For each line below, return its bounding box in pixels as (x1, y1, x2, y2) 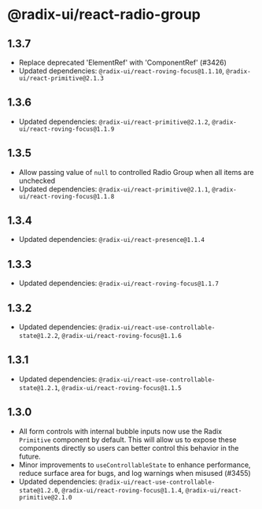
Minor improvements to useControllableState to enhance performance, (18, 459, 251, 470)
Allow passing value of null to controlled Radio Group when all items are (18, 167, 254, 176)
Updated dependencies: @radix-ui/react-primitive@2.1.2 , (18, 117, 210, 126)
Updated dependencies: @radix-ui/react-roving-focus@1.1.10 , (18, 66, 225, 76)
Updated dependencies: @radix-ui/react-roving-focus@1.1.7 (18, 278, 220, 288)
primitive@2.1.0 (18, 493, 72, 501)
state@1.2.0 (18, 486, 58, 494)
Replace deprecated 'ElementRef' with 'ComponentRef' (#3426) (18, 58, 227, 67)
